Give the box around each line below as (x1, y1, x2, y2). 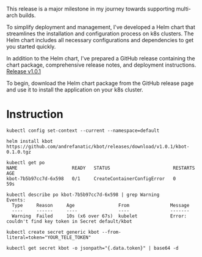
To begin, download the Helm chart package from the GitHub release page (6, 79, 194, 87)
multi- (176, 5, 191, 12)
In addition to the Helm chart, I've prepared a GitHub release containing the (6, 55, 195, 62)
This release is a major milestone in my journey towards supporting (6, 5, 175, 12)
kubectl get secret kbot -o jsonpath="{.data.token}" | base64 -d (6, 245, 179, 251)
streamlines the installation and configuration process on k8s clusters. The (6, 30, 194, 37)
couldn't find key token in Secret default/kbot (6, 218, 132, 225)
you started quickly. (6, 43, 56, 50)
